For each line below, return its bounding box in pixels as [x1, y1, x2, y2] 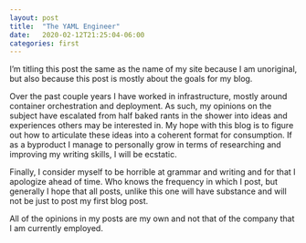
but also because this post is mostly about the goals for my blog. [9, 74, 253, 85]
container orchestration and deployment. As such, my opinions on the [9, 101, 272, 112]
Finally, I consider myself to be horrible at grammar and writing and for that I [9, 167, 296, 177]
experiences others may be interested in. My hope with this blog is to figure [9, 120, 294, 131]
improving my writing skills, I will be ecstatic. [9, 149, 177, 160]
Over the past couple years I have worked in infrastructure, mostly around [9, 91, 288, 102]
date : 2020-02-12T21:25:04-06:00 [9, 30, 145, 39]
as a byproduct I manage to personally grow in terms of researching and [9, 139, 281, 150]
